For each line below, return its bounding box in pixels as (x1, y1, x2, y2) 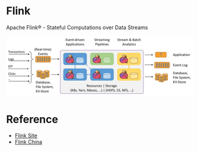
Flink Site (14, 132, 37, 139)
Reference (6, 112, 58, 126)
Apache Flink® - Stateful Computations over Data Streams (6, 24, 148, 31)
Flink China (14, 139, 43, 146)
